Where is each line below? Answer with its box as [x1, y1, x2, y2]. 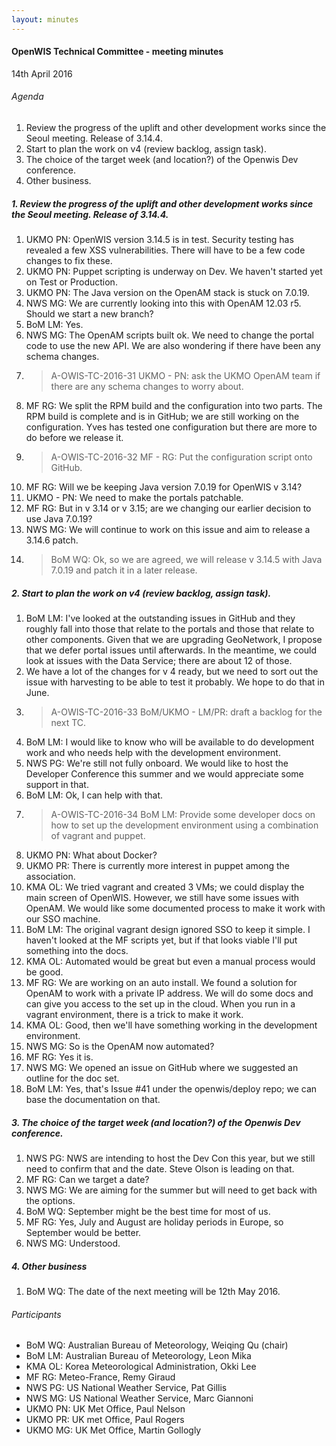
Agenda [11, 91, 44, 103]
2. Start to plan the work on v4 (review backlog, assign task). [11, 587, 272, 599]
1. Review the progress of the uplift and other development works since [11, 197, 314, 210]
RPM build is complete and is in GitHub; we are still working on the [25, 411, 300, 422]
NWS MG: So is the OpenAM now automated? [25, 1040, 215, 1052]
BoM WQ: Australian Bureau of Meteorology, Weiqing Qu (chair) [25, 1339, 289, 1351]
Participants [11, 1308, 62, 1320]
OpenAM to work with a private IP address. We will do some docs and [25, 987, 314, 999]
